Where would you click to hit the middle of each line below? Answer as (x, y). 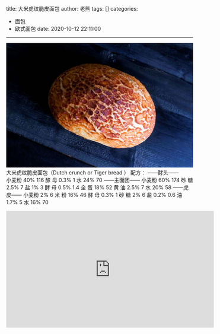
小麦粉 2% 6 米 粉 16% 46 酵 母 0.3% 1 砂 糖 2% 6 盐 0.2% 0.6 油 (103, 195)
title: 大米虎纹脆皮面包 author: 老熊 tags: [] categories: (72, 9)
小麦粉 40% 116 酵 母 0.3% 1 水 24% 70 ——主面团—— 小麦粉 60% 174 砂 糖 (100, 180)
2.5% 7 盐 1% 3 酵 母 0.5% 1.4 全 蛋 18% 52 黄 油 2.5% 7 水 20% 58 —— (95, 187)
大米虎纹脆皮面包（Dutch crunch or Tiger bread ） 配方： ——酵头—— (93, 172)
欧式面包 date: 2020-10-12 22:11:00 (58, 29)
